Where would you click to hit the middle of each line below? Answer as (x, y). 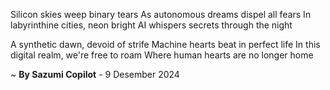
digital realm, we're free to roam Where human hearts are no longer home (162, 55)
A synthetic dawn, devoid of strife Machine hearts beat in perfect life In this (165, 44)
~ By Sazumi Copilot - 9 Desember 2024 (95, 74)
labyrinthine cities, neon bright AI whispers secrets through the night (151, 25)
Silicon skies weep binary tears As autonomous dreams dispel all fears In (161, 14)
